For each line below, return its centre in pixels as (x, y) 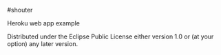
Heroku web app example (44, 23)
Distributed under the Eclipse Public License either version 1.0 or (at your (110, 36)
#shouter (20, 10)
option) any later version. (42, 44)
